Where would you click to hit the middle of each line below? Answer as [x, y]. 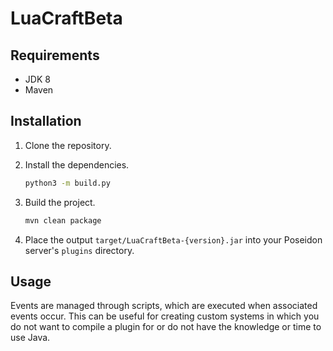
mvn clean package [63, 220]
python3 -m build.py [67, 183]
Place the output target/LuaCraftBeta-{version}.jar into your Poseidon [173, 239]
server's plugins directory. [79, 250]
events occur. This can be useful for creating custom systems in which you [165, 316]
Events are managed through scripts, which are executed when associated [164, 306]
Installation [46, 121]
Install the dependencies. [77, 164]
